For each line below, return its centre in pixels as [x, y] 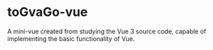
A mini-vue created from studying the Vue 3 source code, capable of [107, 31]
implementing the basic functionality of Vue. [71, 38]
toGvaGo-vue [48, 12]
